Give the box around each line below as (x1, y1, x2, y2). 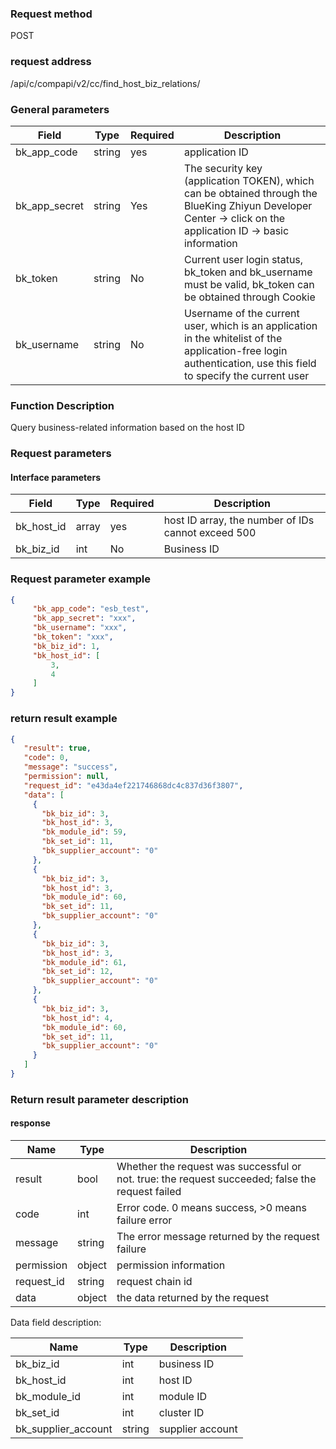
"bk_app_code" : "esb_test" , (32, 604, 150, 614)
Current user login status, (183, 252, 304, 266)
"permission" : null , (23, 772, 110, 782)
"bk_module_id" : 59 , (41, 827, 128, 837)
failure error (116, 1213, 173, 1227)
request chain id (116, 1275, 193, 1289)
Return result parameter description (10, 1092, 189, 1106)
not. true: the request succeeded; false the (116, 1172, 317, 1186)
